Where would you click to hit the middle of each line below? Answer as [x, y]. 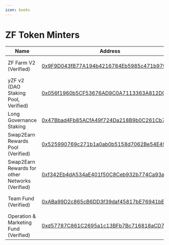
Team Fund [21, 199]
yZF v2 [16, 80]
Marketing [20, 222]
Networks [19, 181]
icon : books [18, 10]
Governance [22, 120]
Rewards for [22, 168]
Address [110, 51]
